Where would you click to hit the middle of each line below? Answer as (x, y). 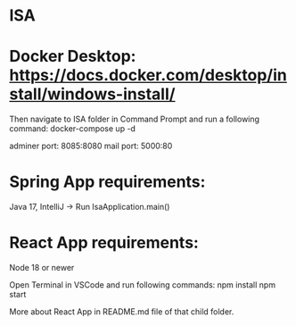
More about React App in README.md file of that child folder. (122, 312)
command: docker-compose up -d (73, 129)
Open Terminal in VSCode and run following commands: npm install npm (143, 285)
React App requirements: (104, 243)
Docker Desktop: (73, 57)
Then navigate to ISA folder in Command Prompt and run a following (135, 119)
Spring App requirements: (107, 182)
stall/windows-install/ (92, 94)
